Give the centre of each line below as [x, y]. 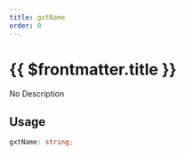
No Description [37, 94]
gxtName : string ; [41, 143]
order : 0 [25, 26]
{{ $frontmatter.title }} [93, 70]
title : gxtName [37, 17]
